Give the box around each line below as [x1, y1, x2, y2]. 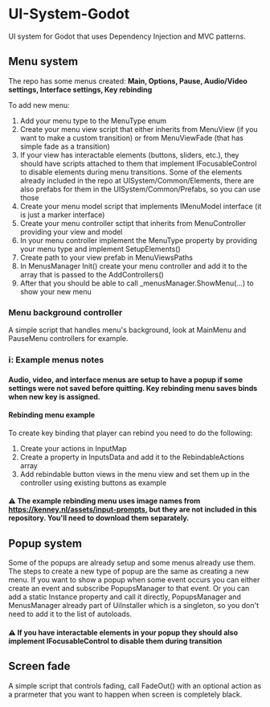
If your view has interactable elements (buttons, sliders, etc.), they [19, 150, 239, 159]
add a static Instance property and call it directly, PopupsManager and [8, 592, 241, 602]
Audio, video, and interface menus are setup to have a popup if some [8, 375, 243, 384]
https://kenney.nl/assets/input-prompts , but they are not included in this [8, 504, 257, 515]
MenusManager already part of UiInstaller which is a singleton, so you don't [8, 601, 260, 610]
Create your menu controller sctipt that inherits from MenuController [19, 218, 247, 228]
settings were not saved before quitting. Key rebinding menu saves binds [8, 383, 258, 393]
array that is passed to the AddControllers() [19, 269, 165, 279]
